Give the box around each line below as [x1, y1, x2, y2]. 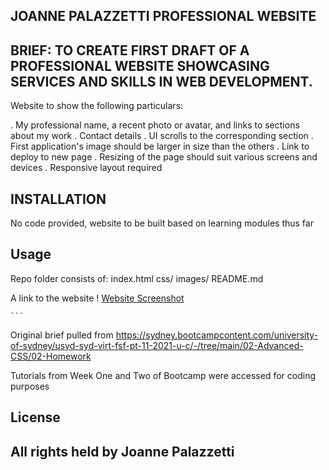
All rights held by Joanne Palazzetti [10, 443, 235, 460]
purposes [10, 380, 50, 392]
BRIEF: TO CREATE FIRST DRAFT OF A [10, 42, 250, 59]
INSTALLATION [10, 190, 107, 208]
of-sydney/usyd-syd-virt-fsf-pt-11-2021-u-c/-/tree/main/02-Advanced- [10, 339, 304, 351]
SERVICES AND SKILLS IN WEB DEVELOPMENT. [10, 73, 313, 90]
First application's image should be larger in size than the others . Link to [10, 140, 310, 153]
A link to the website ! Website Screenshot [10, 292, 185, 304]
